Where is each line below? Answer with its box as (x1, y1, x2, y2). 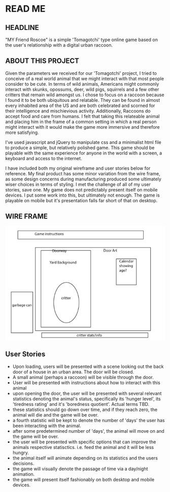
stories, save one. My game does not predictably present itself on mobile (5, 186, 158, 193)
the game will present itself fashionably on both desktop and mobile (12, 476, 155, 482)
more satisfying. (5, 129, 39, 135)
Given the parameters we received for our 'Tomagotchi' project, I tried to (5, 70, 157, 76)
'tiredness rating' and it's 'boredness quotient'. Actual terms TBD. (12, 401, 150, 407)
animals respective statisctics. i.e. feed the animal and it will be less (12, 444, 154, 450)
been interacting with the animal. (12, 423, 81, 429)
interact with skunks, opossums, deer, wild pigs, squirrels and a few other (5, 86, 159, 92)
